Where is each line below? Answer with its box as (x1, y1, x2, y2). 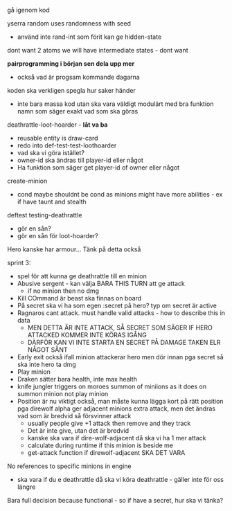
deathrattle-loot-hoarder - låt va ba (7, 120, 108, 129)
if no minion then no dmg (27, 287, 99, 295)
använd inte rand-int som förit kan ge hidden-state (17, 33, 162, 41)
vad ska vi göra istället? (17, 149, 85, 156)
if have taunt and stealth (17, 197, 87, 206)
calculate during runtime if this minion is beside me (27, 441, 173, 449)
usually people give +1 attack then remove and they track (27, 419, 191, 427)
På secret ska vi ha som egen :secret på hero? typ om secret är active (17, 301, 217, 310)
